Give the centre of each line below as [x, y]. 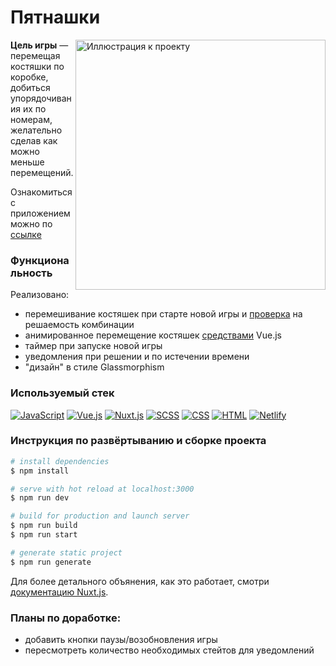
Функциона [40, 260]
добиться [30, 87]
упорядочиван [41, 98]
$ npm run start [44, 535]
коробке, [29, 77]
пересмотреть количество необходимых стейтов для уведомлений [169, 650]
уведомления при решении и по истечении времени [137, 357]
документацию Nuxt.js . [59, 592]
